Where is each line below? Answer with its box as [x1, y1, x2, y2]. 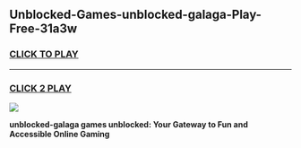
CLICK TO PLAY [9, 48, 79, 61]
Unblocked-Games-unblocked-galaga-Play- [9, 7, 262, 22]
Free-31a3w [9, 22, 78, 37]
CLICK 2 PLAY [9, 82, 72, 94]
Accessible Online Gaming [9, 128, 110, 139]
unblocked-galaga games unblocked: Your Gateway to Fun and [9, 118, 249, 129]
